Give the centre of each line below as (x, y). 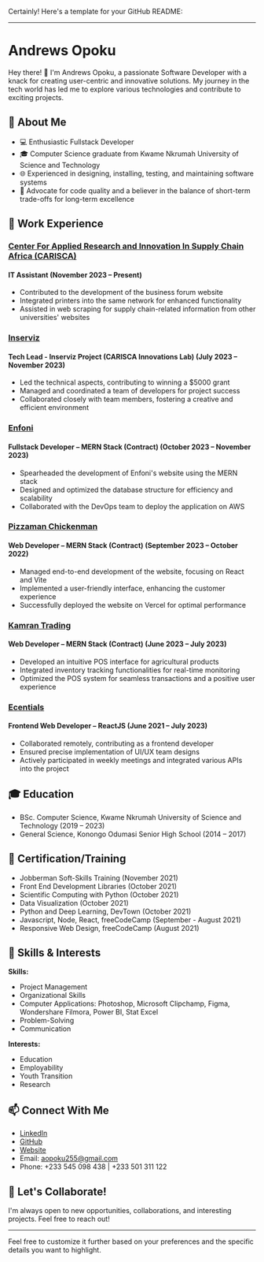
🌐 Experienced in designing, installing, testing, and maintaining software (136, 173)
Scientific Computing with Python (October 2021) (99, 895)
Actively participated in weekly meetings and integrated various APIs (131, 760)
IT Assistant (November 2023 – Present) (75, 274)
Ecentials (26, 707)
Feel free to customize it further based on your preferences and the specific (131, 1242)
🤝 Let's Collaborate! (58, 1191)
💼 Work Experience (56, 224)
